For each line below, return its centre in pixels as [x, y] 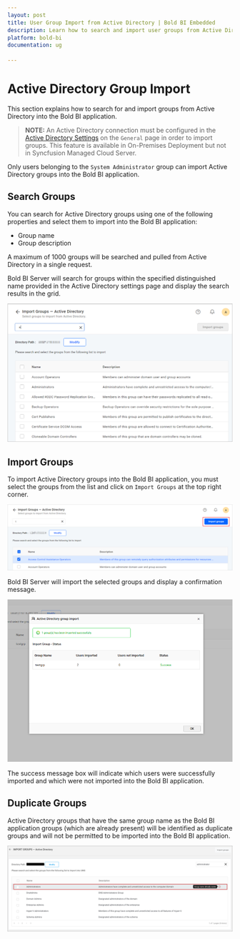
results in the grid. [34, 293]
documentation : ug [35, 45]
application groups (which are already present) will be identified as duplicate [120, 828]
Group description [44, 243]
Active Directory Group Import [99, 89]
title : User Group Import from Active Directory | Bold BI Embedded [111, 22]
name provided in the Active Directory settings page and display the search [119, 286]
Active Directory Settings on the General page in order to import [119, 137]
